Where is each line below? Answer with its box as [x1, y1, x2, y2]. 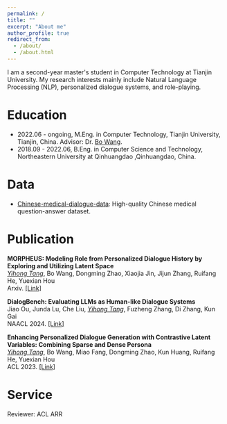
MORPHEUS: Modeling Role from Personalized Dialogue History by [7, 254, 203, 263]
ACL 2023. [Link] [7, 362, 55, 370]
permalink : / [7, 10, 45, 17]
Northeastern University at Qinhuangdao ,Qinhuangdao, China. [17, 152, 197, 161]
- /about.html [13, 49, 54, 56]
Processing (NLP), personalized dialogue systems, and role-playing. [7, 83, 201, 91]
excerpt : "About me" [7, 23, 67, 30]
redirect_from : [7, 36, 51, 43]
